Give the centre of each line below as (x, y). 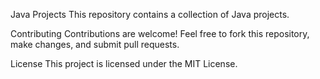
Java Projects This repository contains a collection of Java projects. (150, 14)
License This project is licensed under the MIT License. (124, 63)
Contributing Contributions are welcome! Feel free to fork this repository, (160, 33)
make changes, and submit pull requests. (95, 44)
